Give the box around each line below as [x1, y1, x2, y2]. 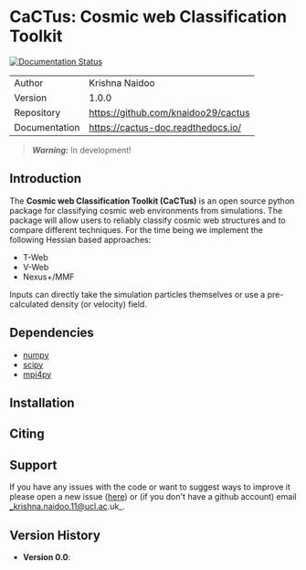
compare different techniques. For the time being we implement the [9, 224, 263, 235]
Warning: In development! [31, 144, 132, 155]
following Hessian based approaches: [9, 234, 152, 245]
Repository [14, 106, 61, 119]
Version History [9, 527, 100, 543]
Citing [9, 427, 45, 442]
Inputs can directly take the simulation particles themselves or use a [9, 289, 266, 300]
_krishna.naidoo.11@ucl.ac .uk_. [9, 501, 125, 512]
